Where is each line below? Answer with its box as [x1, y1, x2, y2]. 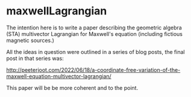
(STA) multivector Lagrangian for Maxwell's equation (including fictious [6, 30, 183, 37]
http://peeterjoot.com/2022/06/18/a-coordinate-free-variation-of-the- [6, 66, 181, 73]
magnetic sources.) [6, 37, 54, 44]
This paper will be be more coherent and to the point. [6, 84, 139, 91]
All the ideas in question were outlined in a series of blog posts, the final [6, 48, 185, 55]
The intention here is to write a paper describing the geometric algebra [6, 24, 182, 31]
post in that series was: [6, 54, 64, 62]
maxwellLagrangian [6, 4, 107, 18]
